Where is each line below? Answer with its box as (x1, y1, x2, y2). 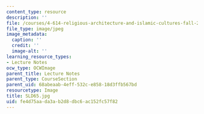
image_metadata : (6, 31, 47, 37)
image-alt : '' (12, 48, 47, 54)
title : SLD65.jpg (6, 93, 50, 99)
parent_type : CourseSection (6, 76, 78, 82)
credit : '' (12, 43, 39, 49)
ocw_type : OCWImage (6, 65, 56, 71)
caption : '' (12, 37, 42, 43)
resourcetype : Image (6, 87, 59, 93)
